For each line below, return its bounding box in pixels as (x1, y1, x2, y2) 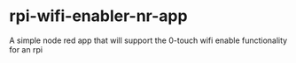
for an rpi (9, 44, 43, 54)
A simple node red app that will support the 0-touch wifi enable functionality (9, 35, 288, 45)
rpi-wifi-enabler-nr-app (9, 6, 188, 26)
